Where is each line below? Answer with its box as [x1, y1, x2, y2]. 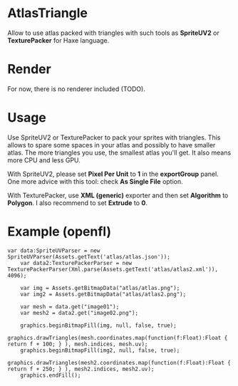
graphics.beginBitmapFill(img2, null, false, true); [20, 347, 180, 354]
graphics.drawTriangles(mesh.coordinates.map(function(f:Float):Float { [7, 334, 228, 341]
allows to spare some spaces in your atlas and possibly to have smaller [7, 140, 216, 149]
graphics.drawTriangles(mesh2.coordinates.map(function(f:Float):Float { [7, 359, 232, 366]
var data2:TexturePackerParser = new [20, 259, 133, 266]
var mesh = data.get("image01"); [20, 303, 120, 311]
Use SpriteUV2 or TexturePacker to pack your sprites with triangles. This [7, 133, 221, 142]
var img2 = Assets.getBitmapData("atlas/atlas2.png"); [20, 291, 187, 298]
